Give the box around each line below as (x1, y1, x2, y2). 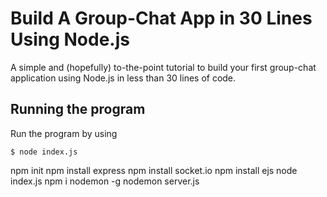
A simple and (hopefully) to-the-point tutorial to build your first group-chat (10, 61, 317, 73)
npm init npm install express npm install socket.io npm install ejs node (10, 164, 298, 176)
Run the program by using (10, 127, 118, 139)
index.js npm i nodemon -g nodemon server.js (10, 175, 200, 187)
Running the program (10, 101, 146, 118)
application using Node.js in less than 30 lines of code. (10, 72, 237, 84)
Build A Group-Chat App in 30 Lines (10, 7, 313, 30)
